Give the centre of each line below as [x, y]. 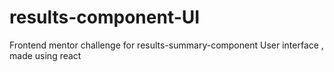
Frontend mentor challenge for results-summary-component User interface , [166, 45]
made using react [45, 55]
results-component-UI [105, 17]
